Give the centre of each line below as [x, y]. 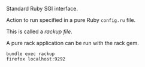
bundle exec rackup [31, 54]
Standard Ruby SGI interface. [42, 9]
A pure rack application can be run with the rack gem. [72, 43]
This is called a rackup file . [40, 31]
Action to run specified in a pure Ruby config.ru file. [71, 20]
